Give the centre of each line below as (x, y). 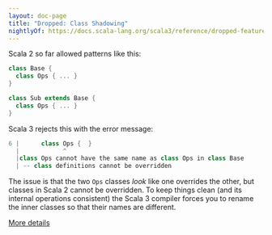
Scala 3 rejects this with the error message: (81, 128)
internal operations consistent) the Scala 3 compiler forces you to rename (131, 199)
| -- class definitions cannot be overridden (94, 166)
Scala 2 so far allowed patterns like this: (75, 54)
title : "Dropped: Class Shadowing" (68, 23)
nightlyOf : (27, 31)
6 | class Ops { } (50, 143)
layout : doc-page (38, 16)
